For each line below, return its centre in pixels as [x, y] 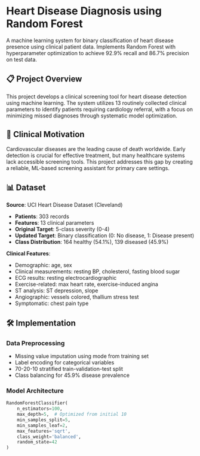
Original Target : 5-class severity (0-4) [62, 229]
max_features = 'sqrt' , [44, 431]
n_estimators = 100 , [40, 409]
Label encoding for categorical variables [64, 363]
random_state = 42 [37, 442]
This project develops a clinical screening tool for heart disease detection [96, 96]
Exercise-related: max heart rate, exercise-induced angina [86, 284]
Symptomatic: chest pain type [52, 303]
